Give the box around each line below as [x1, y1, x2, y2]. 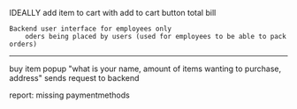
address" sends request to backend [9, 73, 140, 83]
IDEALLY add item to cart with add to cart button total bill [9, 8, 217, 18]
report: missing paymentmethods [9, 90, 130, 100]
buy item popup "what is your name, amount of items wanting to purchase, [9, 63, 281, 74]
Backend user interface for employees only [9, 25, 172, 33]
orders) [9, 40, 38, 48]
